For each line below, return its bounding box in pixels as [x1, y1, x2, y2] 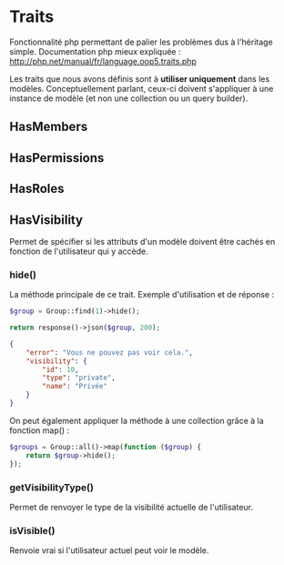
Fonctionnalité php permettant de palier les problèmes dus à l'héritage [9, 36, 273, 47]
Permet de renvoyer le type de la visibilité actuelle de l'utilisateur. [9, 501, 253, 512]
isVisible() [9, 524, 56, 537]
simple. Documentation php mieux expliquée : [9, 45, 181, 56]
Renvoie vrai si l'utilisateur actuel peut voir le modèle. [9, 545, 209, 556]
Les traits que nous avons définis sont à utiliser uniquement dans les [9, 73, 270, 84]
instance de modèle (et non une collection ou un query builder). [9, 93, 248, 104]
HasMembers [9, 119, 88, 135]
